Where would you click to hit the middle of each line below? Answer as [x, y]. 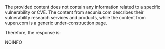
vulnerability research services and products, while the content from [76, 18]
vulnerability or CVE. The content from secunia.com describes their [74, 12]
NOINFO [14, 42]
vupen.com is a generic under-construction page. [56, 23]
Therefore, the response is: [33, 32]
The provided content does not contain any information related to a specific [83, 7]
